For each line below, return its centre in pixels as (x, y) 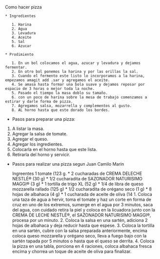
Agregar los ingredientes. (38, 144)
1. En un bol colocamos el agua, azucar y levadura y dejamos (76, 63)
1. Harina (21, 24)
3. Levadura (24, 33)
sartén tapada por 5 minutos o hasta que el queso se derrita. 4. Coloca (83, 241)
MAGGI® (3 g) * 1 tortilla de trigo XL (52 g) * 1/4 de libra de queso (78, 184)
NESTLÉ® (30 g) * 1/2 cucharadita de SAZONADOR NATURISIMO (77, 179)
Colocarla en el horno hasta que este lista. (55, 149)
